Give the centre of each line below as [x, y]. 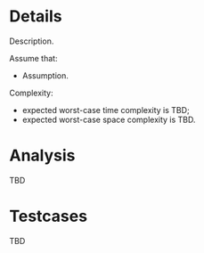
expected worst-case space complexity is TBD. [109, 119]
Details [36, 16]
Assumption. [45, 75]
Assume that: [33, 58]
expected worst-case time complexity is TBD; [106, 110]
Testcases [48, 216]
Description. [32, 41]
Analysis [42, 155]
